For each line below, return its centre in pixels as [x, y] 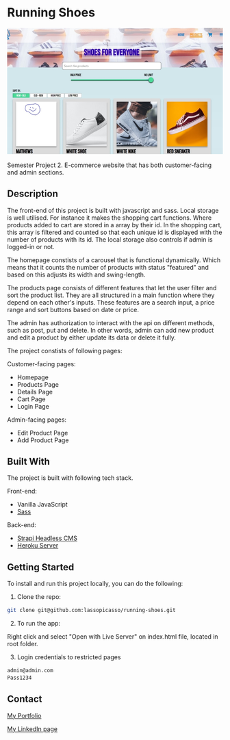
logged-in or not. [31, 246]
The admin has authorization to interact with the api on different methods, [111, 322]
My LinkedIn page [33, 729]
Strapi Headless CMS [47, 538]
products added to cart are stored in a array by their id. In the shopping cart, [115, 225]
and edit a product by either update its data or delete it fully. [92, 337]
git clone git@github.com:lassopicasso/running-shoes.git [91, 611]
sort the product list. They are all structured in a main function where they [111, 295]
